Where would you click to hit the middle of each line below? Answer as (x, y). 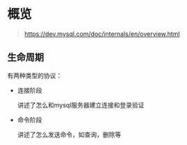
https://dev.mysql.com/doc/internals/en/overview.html (102, 34)
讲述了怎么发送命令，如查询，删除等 (69, 134)
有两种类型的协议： (35, 75)
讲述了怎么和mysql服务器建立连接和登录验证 (81, 105)
